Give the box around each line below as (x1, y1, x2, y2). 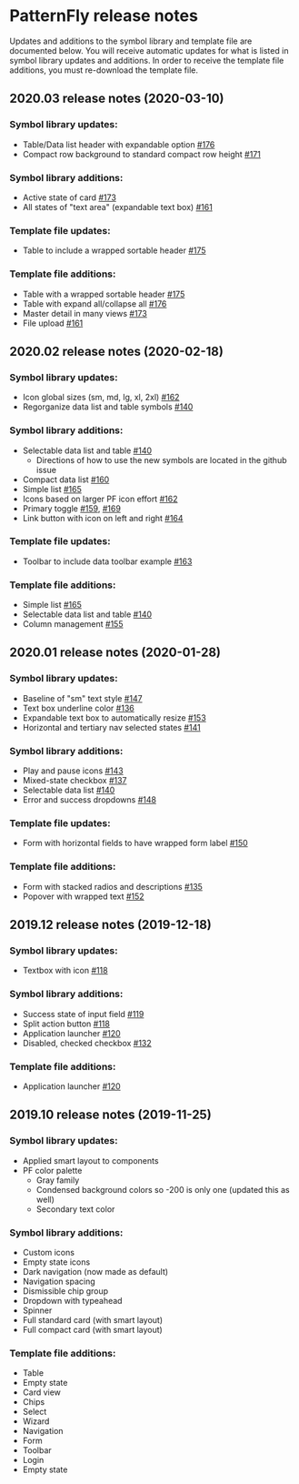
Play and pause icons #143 (22, 765, 125, 776)
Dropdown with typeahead (22, 1295, 123, 1306)
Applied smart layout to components (22, 1155, 159, 1166)
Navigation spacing (22, 1276, 95, 1287)
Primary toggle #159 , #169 (22, 502, 121, 514)
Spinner (22, 1305, 53, 1316)
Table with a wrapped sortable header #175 (22, 288, 185, 299)
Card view (22, 1387, 62, 1398)
